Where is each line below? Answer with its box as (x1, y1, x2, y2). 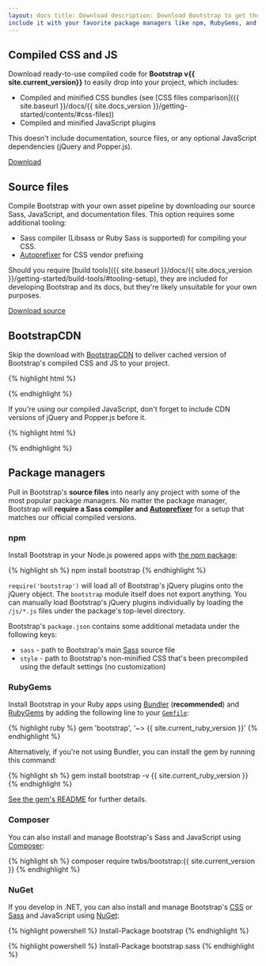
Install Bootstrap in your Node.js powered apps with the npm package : (8, 551, 237, 560)
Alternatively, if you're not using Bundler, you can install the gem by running (8, 747, 256, 756)
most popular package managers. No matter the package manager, (8, 495, 227, 505)
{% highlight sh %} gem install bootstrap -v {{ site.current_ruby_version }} (8, 771, 249, 780)
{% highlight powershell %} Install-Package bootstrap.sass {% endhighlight (8, 941, 255, 950)
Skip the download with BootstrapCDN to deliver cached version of (8, 350, 227, 359)
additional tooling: (8, 218, 67, 228)
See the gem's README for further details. (8, 794, 147, 804)
